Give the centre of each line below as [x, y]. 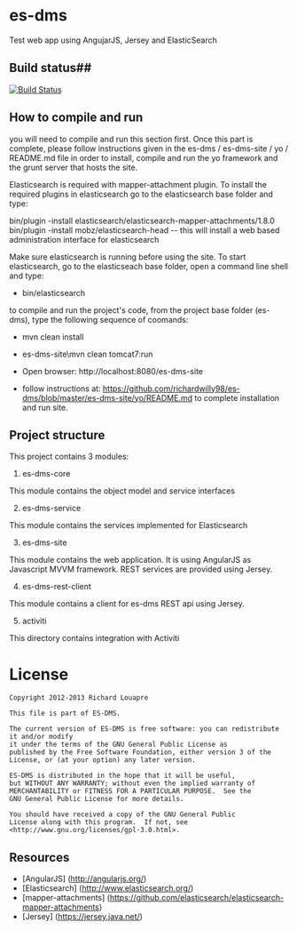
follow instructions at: [61, 389]
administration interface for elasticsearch [84, 239]
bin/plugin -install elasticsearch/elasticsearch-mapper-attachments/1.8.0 [142, 220]
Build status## [51, 68]
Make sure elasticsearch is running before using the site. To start [128, 257]
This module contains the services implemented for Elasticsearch [129, 525]
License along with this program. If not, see [99, 822]
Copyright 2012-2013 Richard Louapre [79, 698]
